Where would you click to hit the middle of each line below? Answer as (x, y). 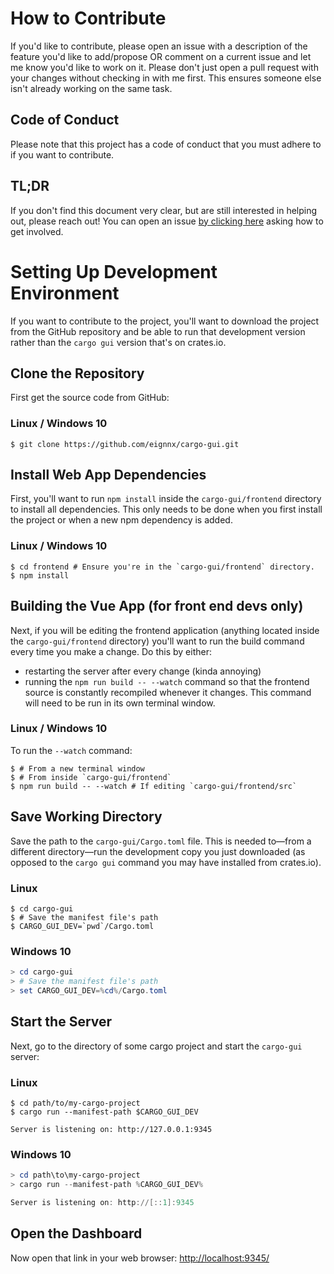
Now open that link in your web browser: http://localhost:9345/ (140, 1258)
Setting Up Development (114, 271)
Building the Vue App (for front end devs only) (157, 606)
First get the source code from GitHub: (90, 398)
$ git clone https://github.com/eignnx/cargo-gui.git (125, 444)
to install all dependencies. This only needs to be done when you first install (166, 509)
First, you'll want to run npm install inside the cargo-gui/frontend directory (166, 499)
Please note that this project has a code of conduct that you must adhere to (166, 144)
